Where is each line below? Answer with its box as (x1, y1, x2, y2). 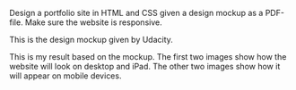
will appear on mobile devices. (9, 70, 122, 81)
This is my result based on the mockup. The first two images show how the (9, 52, 287, 61)
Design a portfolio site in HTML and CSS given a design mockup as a (9, 8, 264, 18)
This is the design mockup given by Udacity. (9, 35, 173, 45)
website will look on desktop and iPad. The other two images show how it (9, 61, 281, 71)
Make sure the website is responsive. (25, 17, 163, 28)
